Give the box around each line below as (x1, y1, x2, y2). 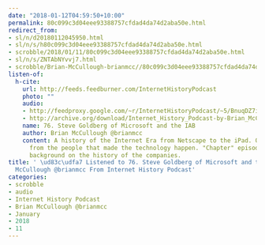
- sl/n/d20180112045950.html (8, 33, 104, 42)
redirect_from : (8, 26, 58, 34)
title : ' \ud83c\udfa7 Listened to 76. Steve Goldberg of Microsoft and (8, 159, 252, 167)
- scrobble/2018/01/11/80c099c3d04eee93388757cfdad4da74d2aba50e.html (8, 48, 245, 56)
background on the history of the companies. (28, 151, 181, 159)
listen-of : (8, 70, 44, 78)
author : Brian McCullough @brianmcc (22, 129, 144, 137)
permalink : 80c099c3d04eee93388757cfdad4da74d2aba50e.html (8, 19, 207, 27)
